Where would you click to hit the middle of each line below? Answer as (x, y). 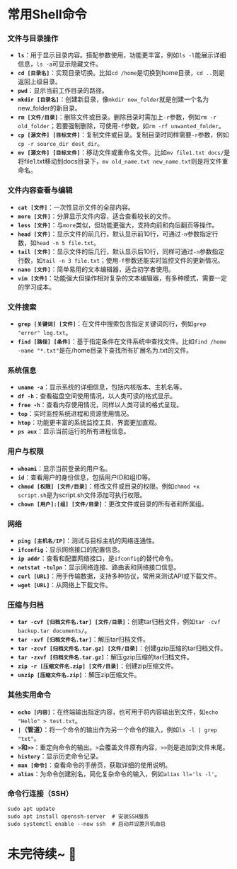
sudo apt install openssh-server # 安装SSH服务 (78, 816)
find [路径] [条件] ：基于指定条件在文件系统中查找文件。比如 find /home (122, 341)
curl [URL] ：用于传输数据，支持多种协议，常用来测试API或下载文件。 (119, 576)
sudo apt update (31, 809)
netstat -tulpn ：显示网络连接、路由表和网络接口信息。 (99, 567)
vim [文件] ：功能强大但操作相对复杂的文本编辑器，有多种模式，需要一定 (122, 278)
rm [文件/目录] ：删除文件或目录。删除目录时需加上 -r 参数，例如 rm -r (117, 117)
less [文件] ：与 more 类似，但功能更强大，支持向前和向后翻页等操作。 (118, 225)
